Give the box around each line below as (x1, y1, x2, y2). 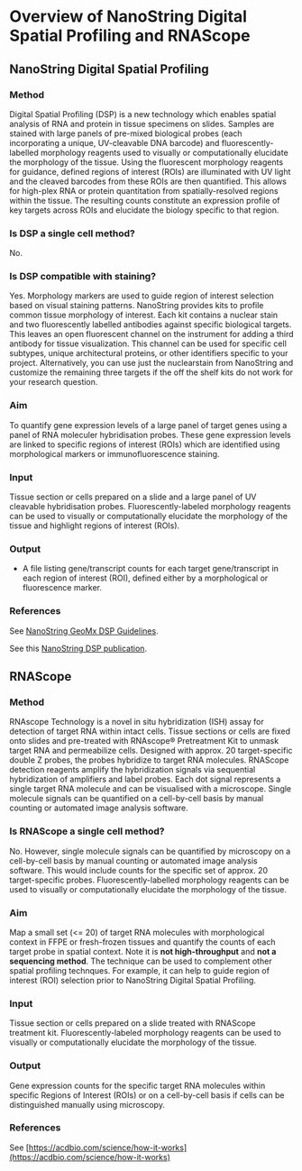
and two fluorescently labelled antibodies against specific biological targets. (9, 319, 292, 330)
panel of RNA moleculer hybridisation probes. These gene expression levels (9, 429, 291, 440)
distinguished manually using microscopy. (9, 1099, 165, 1110)
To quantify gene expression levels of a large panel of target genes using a (9, 419, 288, 430)
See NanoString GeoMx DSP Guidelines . (9, 625, 160, 636)
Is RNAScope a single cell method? (9, 825, 165, 837)
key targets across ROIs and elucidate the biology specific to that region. (9, 205, 279, 215)
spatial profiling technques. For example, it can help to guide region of (9, 965, 270, 975)
